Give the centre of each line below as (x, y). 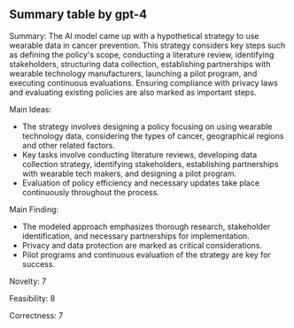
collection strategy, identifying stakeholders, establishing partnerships (150, 164)
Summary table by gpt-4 (78, 15)
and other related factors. (68, 145)
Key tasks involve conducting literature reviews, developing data (139, 155)
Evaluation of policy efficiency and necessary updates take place (140, 183)
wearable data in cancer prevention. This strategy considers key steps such (147, 45)
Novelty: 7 (28, 281)
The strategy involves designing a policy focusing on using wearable (147, 126)
